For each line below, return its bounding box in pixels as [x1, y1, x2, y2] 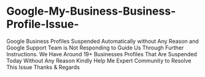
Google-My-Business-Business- [6, 4, 176, 18]
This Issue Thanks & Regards [6, 63, 80, 71]
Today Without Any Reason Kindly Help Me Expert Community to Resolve [6, 57, 191, 64]
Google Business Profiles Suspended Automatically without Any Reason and [6, 37, 199, 45]
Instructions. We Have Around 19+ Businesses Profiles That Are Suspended [6, 50, 198, 57]
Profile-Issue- [6, 17, 79, 31]
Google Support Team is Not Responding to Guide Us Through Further [6, 44, 184, 51]
